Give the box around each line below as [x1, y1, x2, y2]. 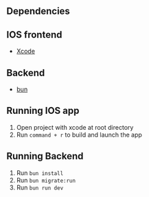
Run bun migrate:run [16, 176, 76, 184]
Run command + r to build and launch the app [16, 130, 142, 139]
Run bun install [16, 168, 64, 177]
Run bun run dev [16, 183, 64, 192]
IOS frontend [6, 29, 62, 40]
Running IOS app [6, 105, 80, 117]
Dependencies [6, 5, 70, 17]
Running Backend [6, 150, 84, 162]
